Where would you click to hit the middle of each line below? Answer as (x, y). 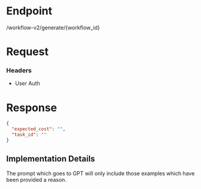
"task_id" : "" (29, 135)
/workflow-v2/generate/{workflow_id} (53, 28)
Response (32, 107)
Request (28, 52)
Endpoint (29, 11)
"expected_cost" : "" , (39, 129)
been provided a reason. (37, 179)
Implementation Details (51, 159)
